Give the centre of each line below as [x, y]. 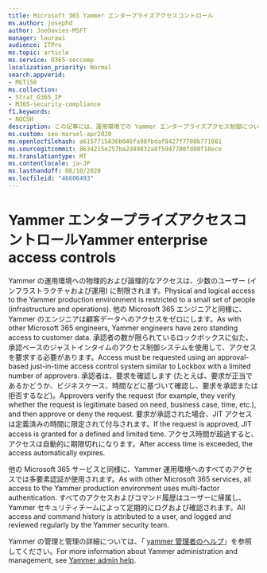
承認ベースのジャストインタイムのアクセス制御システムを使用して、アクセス [132, 347]
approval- [233, 357]
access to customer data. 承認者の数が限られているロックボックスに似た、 [130, 337]
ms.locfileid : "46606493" [51, 179]
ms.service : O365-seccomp [51, 60]
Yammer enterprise [143, 240]
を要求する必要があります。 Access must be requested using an [112, 357]
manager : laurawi [37, 38]
